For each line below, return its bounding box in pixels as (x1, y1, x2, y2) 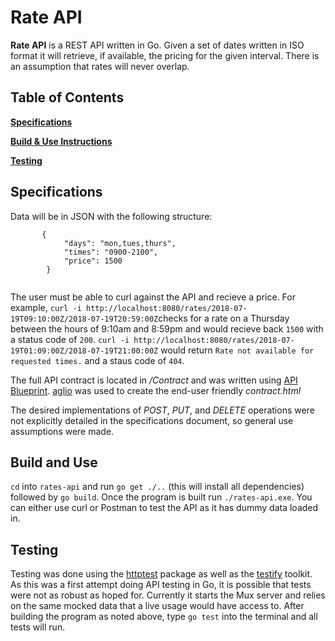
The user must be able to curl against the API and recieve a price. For (10, 291, 296, 303)
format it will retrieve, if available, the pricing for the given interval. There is (10, 49, 320, 61)
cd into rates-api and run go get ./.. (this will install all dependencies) (10, 481, 305, 493)
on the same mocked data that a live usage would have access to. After (10, 600, 305, 612)
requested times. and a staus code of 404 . (10, 354, 185, 366)
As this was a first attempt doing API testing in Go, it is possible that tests (10, 579, 312, 591)
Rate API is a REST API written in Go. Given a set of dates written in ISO (10, 39, 305, 51)
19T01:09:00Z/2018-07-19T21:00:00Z (10, 346, 159, 356)
